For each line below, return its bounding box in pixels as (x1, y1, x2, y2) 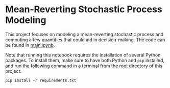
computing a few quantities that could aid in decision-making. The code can (5, 37, 165, 43)
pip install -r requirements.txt (5, 78, 77, 83)
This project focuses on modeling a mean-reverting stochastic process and (5, 31, 164, 37)
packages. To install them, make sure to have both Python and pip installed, (5, 57, 165, 63)
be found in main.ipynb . (5, 42, 55, 48)
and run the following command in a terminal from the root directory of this (5, 63, 162, 69)
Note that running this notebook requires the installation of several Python (5, 52, 161, 58)
